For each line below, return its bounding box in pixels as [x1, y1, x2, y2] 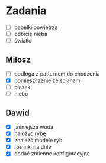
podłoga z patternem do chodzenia [14, 70, 100, 77]
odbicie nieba [14, 31, 48, 37]
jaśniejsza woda [14, 123, 54, 131]
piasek [14, 84, 31, 91]
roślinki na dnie [14, 144, 52, 151]
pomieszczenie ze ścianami [14, 77, 82, 84]
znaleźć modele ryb [14, 137, 63, 144]
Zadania [5, 4, 47, 18]
